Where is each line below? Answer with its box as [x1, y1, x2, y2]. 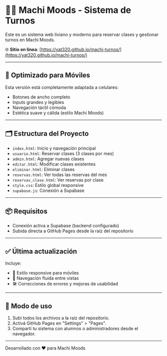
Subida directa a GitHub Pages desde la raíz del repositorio [12, 228, 134, 234]
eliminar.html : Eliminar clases [12, 166, 75, 172]
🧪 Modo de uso [5, 302, 52, 310]
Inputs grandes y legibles [12, 99, 65, 105]
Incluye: [5, 261, 21, 267]
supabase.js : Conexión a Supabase [12, 187, 84, 193]
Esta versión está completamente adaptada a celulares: [5, 84, 119, 90]
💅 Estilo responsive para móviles [12, 270, 79, 276]
